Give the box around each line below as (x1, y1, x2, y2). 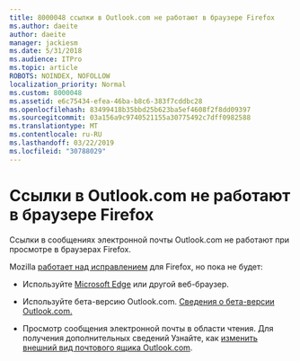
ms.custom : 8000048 (9, 88, 83, 97)
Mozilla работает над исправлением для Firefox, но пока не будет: (9, 261, 263, 272)
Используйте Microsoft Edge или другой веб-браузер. (22, 278, 229, 289)
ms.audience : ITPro (9, 55, 83, 64)
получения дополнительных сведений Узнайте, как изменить (22, 332, 258, 343)
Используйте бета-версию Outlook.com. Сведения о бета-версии (22, 295, 276, 306)
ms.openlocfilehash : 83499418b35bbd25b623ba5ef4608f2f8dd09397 (9, 105, 251, 114)
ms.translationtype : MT (9, 122, 99, 131)
